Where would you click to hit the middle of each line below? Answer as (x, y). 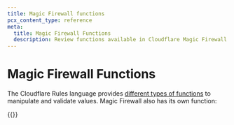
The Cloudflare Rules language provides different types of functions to (109, 94)
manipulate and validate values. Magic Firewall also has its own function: (112, 101)
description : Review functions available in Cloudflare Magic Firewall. (122, 40)
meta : (15, 27)
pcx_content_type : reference (50, 20)
